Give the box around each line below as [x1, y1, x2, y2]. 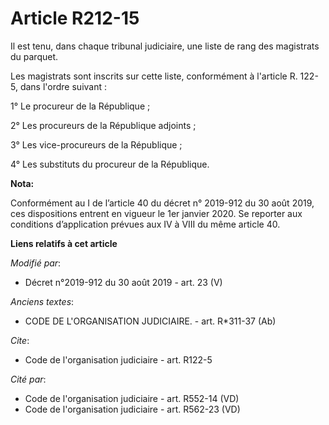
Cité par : [10, 373, 47, 385]
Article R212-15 [10, 7, 140, 30]
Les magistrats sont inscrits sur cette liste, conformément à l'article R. [10, 70, 298, 82]
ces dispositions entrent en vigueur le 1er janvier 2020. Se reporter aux [10, 207, 303, 219]
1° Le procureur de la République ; [10, 100, 151, 112]
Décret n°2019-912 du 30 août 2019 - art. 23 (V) [24, 276, 223, 288]
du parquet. [10, 50, 59, 62]
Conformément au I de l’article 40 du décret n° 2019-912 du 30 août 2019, [10, 197, 315, 209]
